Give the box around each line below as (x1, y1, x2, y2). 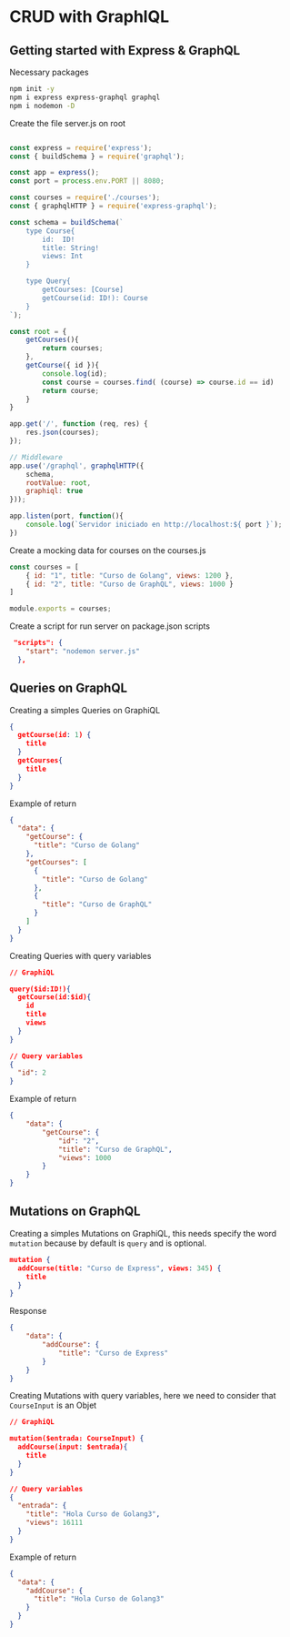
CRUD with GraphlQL (9, 6, 170, 27)
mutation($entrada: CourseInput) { (9, 1434, 145, 1443)
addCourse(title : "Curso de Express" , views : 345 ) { (17, 1263, 222, 1273)
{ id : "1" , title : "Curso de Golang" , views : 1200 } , (25, 571, 234, 580)
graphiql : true (25, 487, 84, 496)
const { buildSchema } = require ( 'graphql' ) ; (9, 152, 185, 161)
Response (9, 1306, 47, 1317)
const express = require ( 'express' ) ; (9, 143, 153, 152)
